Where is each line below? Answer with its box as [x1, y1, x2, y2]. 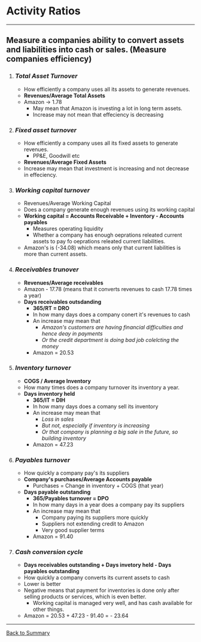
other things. [32, 606, 65, 613]
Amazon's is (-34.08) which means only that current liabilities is [23, 244, 181, 252]
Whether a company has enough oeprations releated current [32, 231, 182, 239]
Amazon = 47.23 [32, 441, 74, 448]
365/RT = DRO [32, 304, 70, 311]
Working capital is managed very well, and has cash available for [32, 600, 193, 607]
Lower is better [23, 580, 62, 588]
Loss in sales [41, 415, 74, 423]
